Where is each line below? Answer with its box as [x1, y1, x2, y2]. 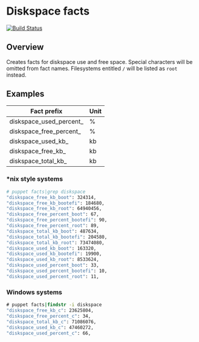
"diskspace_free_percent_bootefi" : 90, [6, 217, 108, 223]
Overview [6, 42, 44, 52]
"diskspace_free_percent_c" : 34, [6, 313, 91, 319]
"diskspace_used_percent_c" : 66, [6, 330, 91, 336]
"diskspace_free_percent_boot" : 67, [6, 211, 99, 217]
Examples [6, 89, 44, 99]
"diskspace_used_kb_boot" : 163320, [6, 245, 97, 251]
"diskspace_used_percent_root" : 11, [6, 273, 99, 279]
